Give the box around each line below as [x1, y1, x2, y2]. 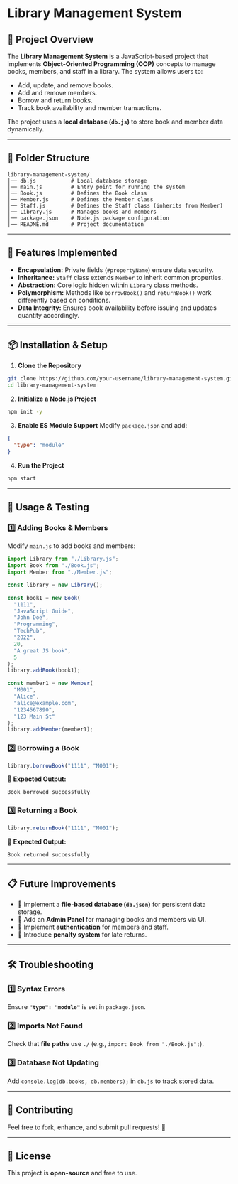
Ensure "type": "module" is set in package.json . [7, 1003, 147, 1011]
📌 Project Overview [7, 33, 94, 45]
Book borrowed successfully [7, 789, 91, 796]
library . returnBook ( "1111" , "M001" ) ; [7, 824, 119, 832]
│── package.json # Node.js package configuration [7, 215, 170, 222]
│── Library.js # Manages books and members [7, 208, 157, 215]
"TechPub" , [13, 628, 46, 635]
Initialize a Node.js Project [17, 394, 97, 403]
